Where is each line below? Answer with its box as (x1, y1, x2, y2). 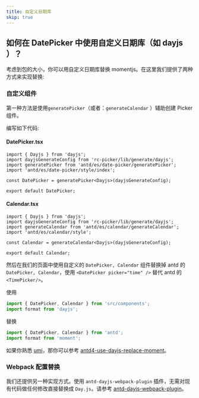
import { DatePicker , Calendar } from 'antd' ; (6, 330, 124, 336)
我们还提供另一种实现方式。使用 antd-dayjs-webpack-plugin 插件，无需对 (6, 377, 185, 384)
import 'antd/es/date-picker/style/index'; (6, 167, 116, 173)
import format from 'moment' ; (6, 335, 81, 341)
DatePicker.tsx (6, 138, 43, 146)
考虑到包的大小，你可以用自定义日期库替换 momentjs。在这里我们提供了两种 (6, 66, 193, 73)
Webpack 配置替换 (6, 363, 61, 371)
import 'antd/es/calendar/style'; (6, 230, 92, 236)
